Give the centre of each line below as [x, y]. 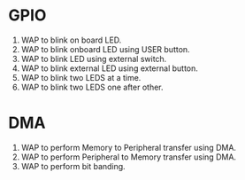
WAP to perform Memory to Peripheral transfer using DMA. [128, 147]
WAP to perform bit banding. [73, 166]
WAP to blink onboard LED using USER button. [106, 49]
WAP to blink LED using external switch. [94, 59]
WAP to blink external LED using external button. [109, 68]
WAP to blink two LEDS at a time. [81, 77]
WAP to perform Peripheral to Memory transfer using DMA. [128, 157]
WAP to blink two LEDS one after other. [92, 87]
